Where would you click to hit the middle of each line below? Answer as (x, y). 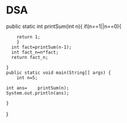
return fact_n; (30, 57)
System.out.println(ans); (37, 93)
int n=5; (27, 78)
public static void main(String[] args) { (59, 73)
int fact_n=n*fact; (35, 52)
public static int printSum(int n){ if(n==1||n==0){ (64, 26)
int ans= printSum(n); (37, 88)
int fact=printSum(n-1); (42, 47)
